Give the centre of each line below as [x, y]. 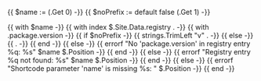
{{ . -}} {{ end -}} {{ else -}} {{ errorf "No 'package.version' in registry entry [129, 44]
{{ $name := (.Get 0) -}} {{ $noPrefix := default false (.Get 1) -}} [109, 12]
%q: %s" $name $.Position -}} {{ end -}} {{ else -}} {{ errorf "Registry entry [129, 52]
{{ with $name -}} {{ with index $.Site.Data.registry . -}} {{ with [108, 27]
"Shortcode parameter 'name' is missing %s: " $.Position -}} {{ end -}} [121, 69]
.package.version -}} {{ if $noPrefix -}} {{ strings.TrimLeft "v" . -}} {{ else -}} [130, 35]
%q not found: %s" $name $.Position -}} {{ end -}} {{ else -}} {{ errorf [120, 60]
